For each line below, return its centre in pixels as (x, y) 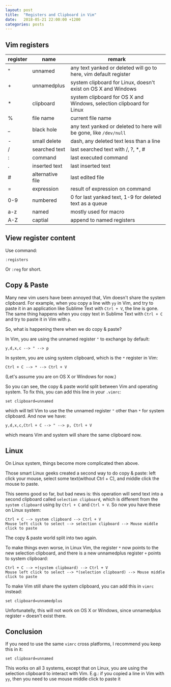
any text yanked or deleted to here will (116, 126)
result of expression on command (111, 189)
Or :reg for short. (23, 269)
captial (40, 220)
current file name (91, 118)
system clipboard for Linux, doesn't (113, 83)
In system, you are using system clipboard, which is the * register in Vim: (82, 358)
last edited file (87, 177)
